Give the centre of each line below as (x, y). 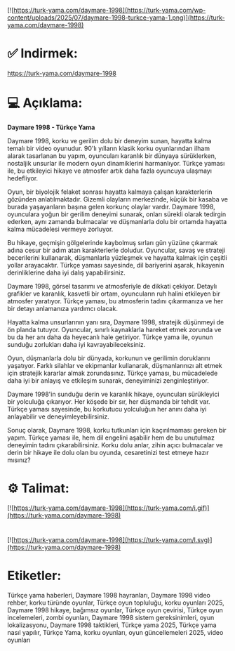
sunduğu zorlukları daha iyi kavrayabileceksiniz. (76, 344)
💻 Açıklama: (45, 103)
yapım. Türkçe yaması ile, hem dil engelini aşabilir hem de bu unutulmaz (111, 438)
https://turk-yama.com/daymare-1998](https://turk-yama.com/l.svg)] (113, 540)
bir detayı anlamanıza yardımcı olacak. (62, 308)
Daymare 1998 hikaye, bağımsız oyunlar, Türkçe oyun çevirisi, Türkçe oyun (115, 610)
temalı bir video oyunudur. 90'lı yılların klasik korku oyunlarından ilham (109, 148)
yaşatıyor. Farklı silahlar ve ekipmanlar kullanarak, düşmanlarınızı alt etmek (115, 365)
